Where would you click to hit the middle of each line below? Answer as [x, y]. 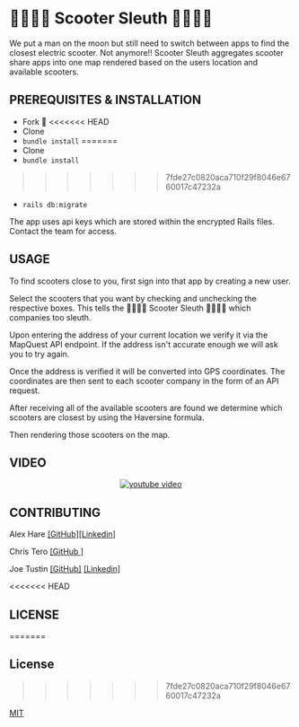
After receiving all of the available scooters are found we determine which [146, 407]
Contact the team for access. [63, 231]
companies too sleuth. [50, 317]
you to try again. [40, 354]
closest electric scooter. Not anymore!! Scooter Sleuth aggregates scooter [147, 52]
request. [25, 390]
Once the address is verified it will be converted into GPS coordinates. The [147, 371]
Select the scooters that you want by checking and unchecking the [133, 298]
